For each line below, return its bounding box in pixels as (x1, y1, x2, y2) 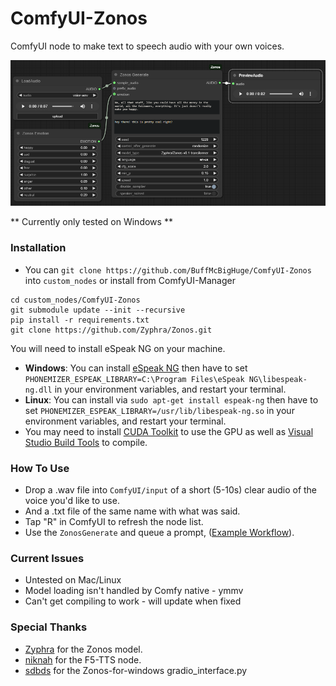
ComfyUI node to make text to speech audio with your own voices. (10, 40, 285, 52)
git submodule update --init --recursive (10, 305, 186, 315)
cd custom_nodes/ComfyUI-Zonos (10, 295, 141, 305)
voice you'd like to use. (24, 494, 120, 506)
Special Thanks (10, 620, 88, 634)
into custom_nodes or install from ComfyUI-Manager (24, 274, 236, 286)
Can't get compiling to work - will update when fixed (24, 595, 242, 607)
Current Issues (10, 551, 85, 565)
